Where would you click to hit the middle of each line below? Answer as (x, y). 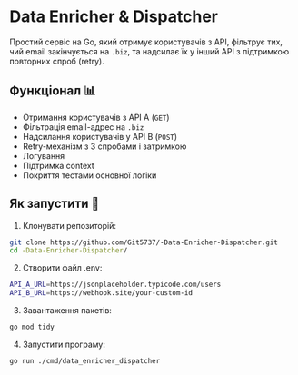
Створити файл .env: (62, 268)
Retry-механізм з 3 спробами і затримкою (104, 146)
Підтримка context (59, 165)
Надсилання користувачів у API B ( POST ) (100, 136)
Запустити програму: (64, 344)
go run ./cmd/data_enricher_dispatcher (85, 360)
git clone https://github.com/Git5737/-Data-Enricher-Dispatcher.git (144, 242)
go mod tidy (32, 327)
